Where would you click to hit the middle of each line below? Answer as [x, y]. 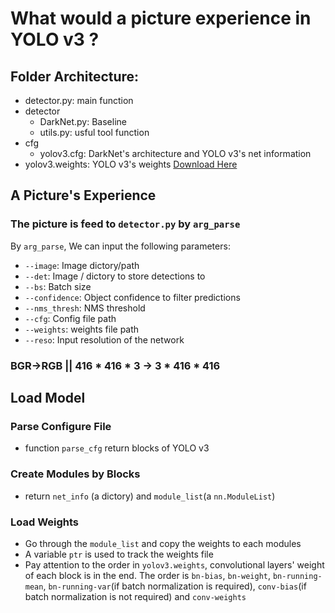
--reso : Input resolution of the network [104, 339]
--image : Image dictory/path [82, 265]
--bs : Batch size [58, 286]
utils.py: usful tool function [94, 132]
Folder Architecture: [75, 76]
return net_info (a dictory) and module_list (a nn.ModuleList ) [150, 496]
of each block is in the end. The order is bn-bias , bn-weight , [148, 575]
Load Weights [45, 522]
